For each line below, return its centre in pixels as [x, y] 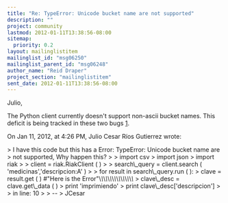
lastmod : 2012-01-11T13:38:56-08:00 [59, 32]
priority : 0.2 [33, 45]
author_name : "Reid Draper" [47, 70]
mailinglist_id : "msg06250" [47, 58]
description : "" [30, 20]
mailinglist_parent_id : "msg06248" [58, 64]
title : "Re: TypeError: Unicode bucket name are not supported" [101, 13]
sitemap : [20, 39]
